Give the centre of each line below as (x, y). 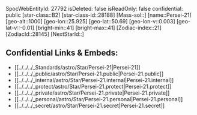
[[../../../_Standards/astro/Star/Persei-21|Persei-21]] (77, 67)
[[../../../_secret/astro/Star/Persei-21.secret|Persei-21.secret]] (89, 105)
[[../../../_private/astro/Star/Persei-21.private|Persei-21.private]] (92, 93)
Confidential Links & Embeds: (62, 53)
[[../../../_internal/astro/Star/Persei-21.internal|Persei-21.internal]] (94, 80)
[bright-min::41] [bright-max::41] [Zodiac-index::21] (98, 28)
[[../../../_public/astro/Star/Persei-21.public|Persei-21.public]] (89, 74)
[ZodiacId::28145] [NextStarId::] (45, 34)
